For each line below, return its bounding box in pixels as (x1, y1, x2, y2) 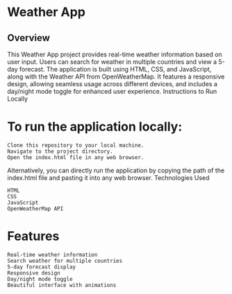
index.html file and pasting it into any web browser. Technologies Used (7, 173, 210, 181)
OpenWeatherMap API (7, 205, 64, 212)
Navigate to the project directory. (7, 147, 113, 155)
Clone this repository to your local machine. (7, 142, 144, 149)
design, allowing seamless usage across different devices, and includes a (7, 80, 217, 88)
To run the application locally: (7, 119, 183, 135)
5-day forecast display (7, 263, 76, 270)
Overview (7, 32, 51, 44)
